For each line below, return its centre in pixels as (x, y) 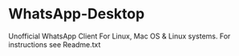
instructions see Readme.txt (55, 44)
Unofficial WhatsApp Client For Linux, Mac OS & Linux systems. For (119, 36)
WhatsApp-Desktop (77, 14)
